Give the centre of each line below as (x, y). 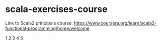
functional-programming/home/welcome (47, 28)
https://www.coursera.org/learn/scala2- (115, 23)
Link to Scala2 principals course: (39, 23)
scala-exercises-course (56, 9)
